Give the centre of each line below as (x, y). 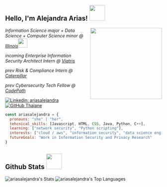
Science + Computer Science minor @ (44, 36)
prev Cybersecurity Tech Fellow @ (41, 85)
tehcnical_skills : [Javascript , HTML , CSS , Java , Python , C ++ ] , (78, 124)
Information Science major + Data (40, 30)
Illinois (12, 46)
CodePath (15, 90)
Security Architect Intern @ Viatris (40, 61)
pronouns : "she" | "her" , (37, 119)
